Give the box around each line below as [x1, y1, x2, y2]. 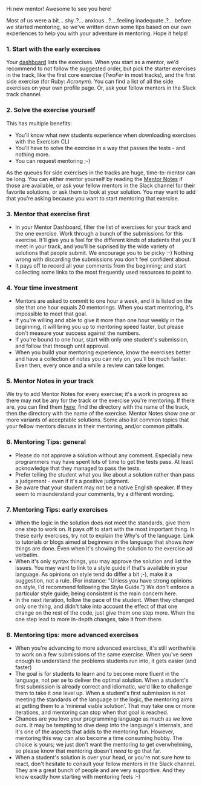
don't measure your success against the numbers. [15, 329, 141, 337]
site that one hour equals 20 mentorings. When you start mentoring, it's [15, 304, 194, 311]
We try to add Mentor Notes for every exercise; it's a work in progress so [6, 391, 188, 398]
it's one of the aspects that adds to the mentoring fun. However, [15, 728, 175, 735]
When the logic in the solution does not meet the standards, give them [15, 519, 191, 526]
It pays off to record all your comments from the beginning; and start [15, 262, 186, 269]
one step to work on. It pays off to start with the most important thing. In [15, 526, 195, 533]
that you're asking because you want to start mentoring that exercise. [6, 194, 180, 202]
